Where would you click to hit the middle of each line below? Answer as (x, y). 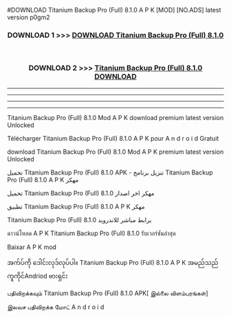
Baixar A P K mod (32, 247)
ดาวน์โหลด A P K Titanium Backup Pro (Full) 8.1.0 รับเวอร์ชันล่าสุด (92, 233)
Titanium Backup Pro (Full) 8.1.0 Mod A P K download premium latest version (115, 117)
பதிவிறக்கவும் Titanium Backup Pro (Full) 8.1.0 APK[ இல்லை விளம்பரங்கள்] (108, 293)
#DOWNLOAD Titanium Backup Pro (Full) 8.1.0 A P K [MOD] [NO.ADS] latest (114, 10)
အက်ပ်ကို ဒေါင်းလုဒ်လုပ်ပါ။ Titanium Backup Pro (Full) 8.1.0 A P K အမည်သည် (113, 262)
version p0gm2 (29, 17)
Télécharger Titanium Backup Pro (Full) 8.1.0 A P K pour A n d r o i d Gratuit (113, 138)
